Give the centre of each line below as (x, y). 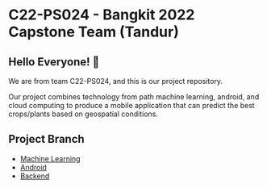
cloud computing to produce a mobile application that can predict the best (132, 105)
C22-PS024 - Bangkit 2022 (102, 15)
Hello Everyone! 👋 (54, 62)
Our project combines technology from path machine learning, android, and (134, 97)
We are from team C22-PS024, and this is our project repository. (116, 81)
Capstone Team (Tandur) (94, 32)
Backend (35, 176)
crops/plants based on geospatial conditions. (83, 114)
